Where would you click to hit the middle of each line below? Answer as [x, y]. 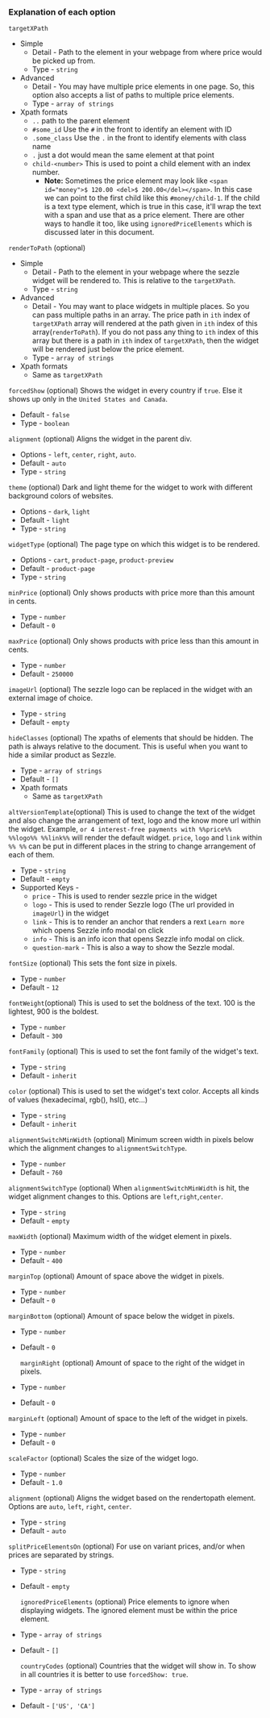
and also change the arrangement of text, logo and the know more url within [135, 820]
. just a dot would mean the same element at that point [123, 155]
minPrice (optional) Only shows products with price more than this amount [132, 593]
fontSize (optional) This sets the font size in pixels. [93, 963]
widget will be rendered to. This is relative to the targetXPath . [134, 281]
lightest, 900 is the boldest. [54, 1011]
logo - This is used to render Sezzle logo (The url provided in [133, 905]
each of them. [31, 855]
